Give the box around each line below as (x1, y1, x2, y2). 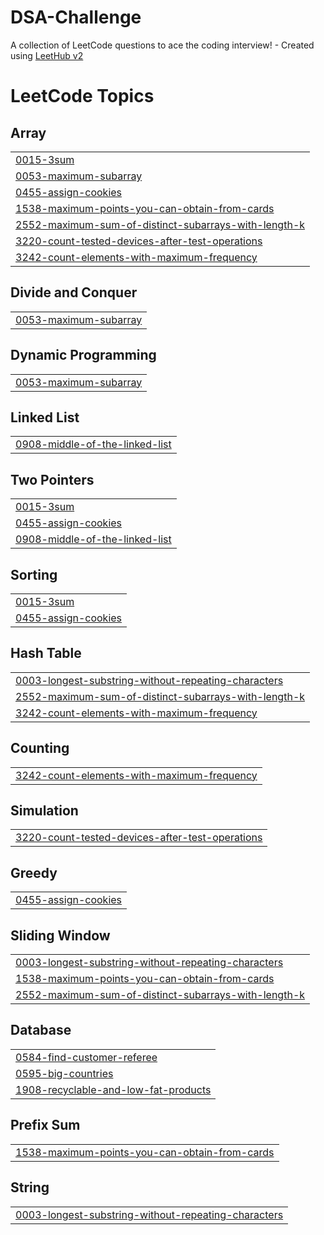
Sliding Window (10, 927, 111, 944)
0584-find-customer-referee (15, 1050, 158, 1064)
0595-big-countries (15, 1066, 114, 1080)
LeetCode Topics (10, 85, 155, 108)
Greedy (10, 864, 58, 881)
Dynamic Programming (10, 347, 157, 364)
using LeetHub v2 (10, 49, 84, 61)
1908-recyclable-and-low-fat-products (15, 1082, 212, 1096)
